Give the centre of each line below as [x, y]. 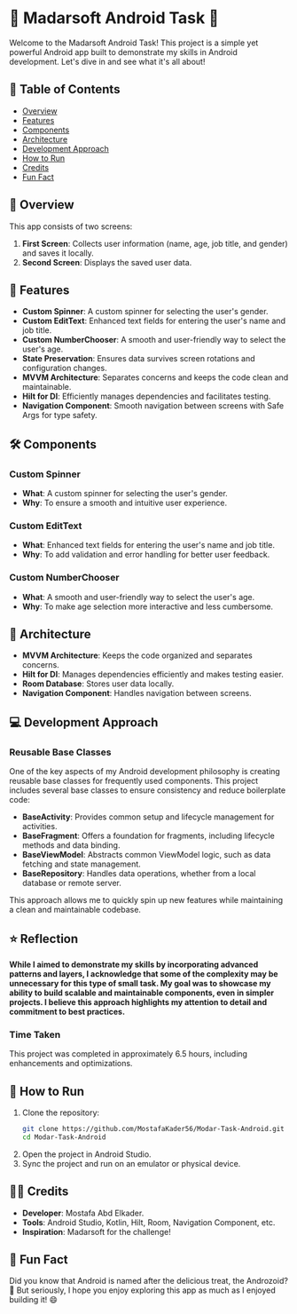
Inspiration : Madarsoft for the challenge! [96, 1231]
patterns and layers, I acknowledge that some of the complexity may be [144, 974]
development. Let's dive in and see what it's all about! [107, 61]
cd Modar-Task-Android [64, 1137]
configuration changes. [65, 368]
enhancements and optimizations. [71, 1064]
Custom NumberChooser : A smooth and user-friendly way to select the [154, 340]
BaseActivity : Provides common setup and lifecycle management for [148, 817]
